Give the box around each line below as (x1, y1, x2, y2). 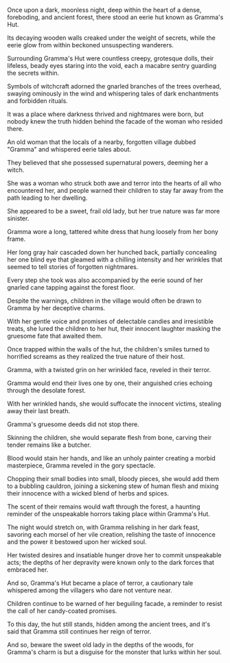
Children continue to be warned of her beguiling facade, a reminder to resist (7, 600, 222, 607)
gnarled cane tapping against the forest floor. (7, 283, 135, 291)
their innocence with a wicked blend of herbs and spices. (7, 489, 170, 497)
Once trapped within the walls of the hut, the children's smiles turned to (7, 345, 210, 353)
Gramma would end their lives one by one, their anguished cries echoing (7, 379, 213, 387)
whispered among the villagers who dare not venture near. (7, 586, 173, 594)
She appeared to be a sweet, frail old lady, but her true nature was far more (7, 207, 220, 215)
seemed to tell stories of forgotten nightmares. (7, 263, 139, 270)
